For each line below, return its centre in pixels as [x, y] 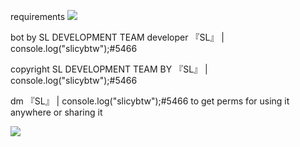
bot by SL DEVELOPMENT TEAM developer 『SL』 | [117, 37]
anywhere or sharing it [56, 112]
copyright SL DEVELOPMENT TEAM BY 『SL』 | [109, 69]
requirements [38, 16]
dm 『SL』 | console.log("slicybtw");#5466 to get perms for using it [150, 101]
